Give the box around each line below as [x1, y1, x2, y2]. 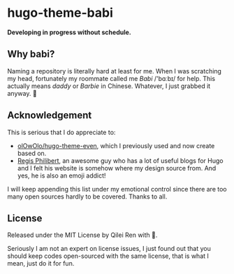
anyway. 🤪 [7, 89, 37, 97]
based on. [17, 149, 47, 157]
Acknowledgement [7, 110, 92, 122]
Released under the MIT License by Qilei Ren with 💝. [7, 231, 158, 239]
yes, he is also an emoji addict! [17, 171, 106, 180]
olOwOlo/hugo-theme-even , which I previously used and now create [17, 141, 215, 150]
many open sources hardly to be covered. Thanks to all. [7, 192, 168, 201]
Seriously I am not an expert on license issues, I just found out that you [7, 245, 211, 253]
